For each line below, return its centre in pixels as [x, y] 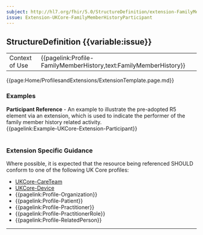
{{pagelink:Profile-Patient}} [49, 201]
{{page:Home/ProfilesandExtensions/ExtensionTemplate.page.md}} [90, 80]
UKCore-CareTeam [38, 181]
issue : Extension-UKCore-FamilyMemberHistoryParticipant [79, 17]
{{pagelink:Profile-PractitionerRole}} [60, 213]
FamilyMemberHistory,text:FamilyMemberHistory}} [113, 66]
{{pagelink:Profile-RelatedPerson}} [58, 220]
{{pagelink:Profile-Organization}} [56, 194]
